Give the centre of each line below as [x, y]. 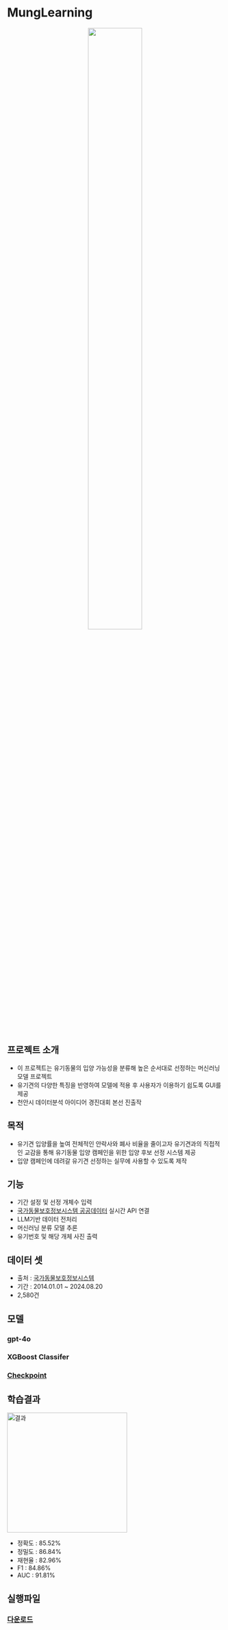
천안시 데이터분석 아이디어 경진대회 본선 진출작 [79, 1102]
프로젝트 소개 [33, 1050]
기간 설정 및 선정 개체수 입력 [54, 1202]
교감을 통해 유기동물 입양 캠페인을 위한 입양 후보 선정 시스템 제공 [110, 1152]
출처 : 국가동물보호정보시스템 [55, 1278]
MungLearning [50, 13]
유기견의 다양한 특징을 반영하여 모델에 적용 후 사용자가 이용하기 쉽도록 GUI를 [119, 1085]
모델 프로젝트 [35, 1076]
